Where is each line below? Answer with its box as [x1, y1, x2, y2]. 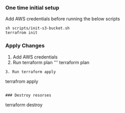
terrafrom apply [5, 78, 38, 84]
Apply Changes [5, 42, 45, 49]
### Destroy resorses [5, 92, 52, 98]
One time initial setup [5, 4, 60, 11]
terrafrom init [5, 30, 38, 35]
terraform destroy [5, 102, 43, 108]
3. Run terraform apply [5, 69, 56, 74]
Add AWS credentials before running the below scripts [5, 16, 120, 22]
